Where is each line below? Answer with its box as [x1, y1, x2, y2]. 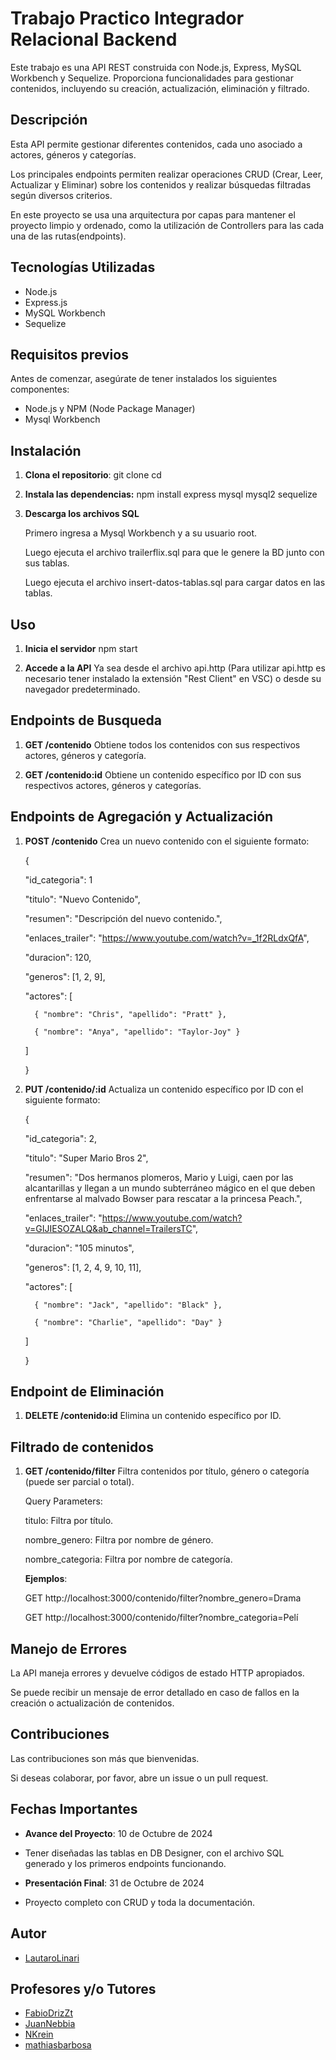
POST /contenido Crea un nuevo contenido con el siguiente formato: [24, 835, 310, 847]
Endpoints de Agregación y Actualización [10, 808, 274, 826]
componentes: [10, 383, 70, 396]
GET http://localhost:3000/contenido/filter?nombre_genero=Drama [24, 1592, 302, 1604]
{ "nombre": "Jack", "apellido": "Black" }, [34, 1300, 223, 1310]
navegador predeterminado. [24, 683, 141, 695]
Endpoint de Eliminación [10, 1383, 165, 1401]
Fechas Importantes [10, 1801, 138, 1818]
